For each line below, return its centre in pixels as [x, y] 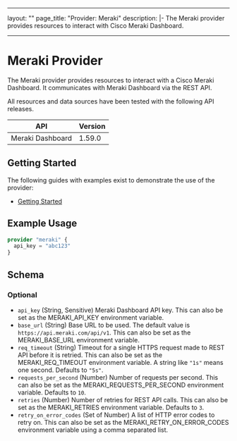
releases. [20, 108]
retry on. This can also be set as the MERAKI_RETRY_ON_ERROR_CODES [123, 422]
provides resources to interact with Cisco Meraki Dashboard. [96, 26]
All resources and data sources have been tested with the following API [111, 101]
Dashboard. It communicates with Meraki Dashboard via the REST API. [110, 87]
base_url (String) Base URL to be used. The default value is [104, 325]
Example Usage [42, 224]
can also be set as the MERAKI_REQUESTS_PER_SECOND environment [121, 385]
